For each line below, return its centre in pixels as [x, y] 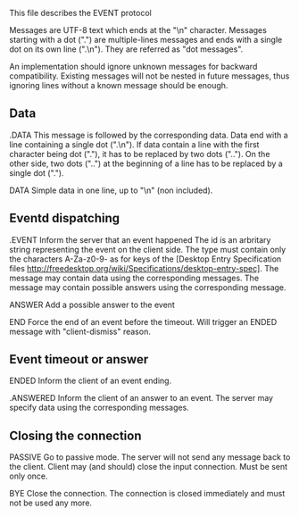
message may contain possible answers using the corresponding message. [148, 287]
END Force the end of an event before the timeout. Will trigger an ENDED [143, 321]
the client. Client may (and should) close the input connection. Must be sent [149, 467]
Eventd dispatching [65, 218]
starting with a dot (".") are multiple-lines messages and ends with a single [146, 40]
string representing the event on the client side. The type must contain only [148, 249]
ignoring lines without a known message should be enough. [119, 85]
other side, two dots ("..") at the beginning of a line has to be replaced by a [146, 163]
